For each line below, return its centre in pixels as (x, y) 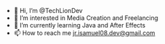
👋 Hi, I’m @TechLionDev (48, 11)
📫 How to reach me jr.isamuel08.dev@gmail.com (85, 33)
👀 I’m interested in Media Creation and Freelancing (86, 18)
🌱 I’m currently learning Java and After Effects (79, 25)
